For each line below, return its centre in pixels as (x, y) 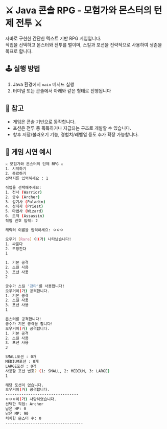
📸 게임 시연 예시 (29, 152)
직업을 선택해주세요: (23, 187)
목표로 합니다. (19, 51)
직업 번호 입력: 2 (22, 221)
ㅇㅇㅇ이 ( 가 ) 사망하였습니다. (31, 399)
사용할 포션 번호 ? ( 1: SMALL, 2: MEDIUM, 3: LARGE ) (58, 371)
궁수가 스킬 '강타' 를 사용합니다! (35, 286)
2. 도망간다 (16, 249)
